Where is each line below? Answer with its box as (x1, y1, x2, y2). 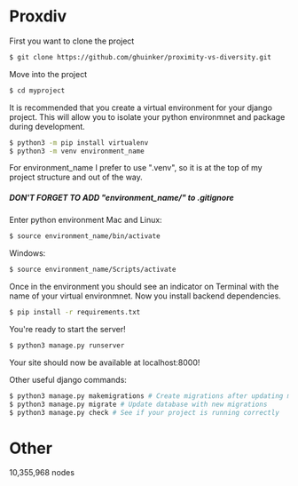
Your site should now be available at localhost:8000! (9, 357, 200, 368)
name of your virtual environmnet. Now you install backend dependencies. (9, 291, 281, 301)
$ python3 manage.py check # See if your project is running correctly (9, 408, 279, 417)
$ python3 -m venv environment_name (9, 147, 145, 155)
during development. (9, 121, 86, 131)
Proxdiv (9, 6, 67, 27)
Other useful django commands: (9, 374, 127, 385)
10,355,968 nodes (9, 467, 75, 478)
